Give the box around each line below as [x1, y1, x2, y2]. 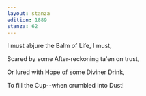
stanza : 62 [7, 23, 38, 29]
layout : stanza [7, 10, 50, 17]
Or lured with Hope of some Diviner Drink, [7, 68, 125, 76]
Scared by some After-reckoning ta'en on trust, [7, 55, 140, 63]
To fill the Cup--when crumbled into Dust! [7, 82, 124, 90]
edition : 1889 [7, 16, 48, 23]
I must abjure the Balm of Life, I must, [7, 42, 112, 50]
